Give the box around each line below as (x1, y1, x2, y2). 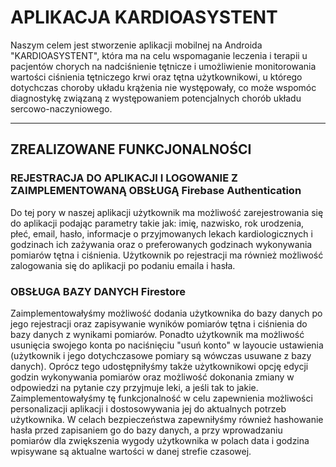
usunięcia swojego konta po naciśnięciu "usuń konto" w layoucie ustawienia (10, 339, 324, 351)
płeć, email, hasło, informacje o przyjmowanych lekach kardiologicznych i (10, 227, 313, 240)
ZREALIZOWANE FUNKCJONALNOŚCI (10, 141, 252, 158)
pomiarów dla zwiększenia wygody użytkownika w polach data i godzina (10, 434, 310, 446)
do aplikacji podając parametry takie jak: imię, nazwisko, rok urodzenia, (10, 217, 305, 229)
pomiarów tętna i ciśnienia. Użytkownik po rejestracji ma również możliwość (10, 249, 324, 261)
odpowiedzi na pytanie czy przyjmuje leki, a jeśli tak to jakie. (10, 381, 259, 393)
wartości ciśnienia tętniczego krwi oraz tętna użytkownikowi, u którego (10, 71, 303, 83)
